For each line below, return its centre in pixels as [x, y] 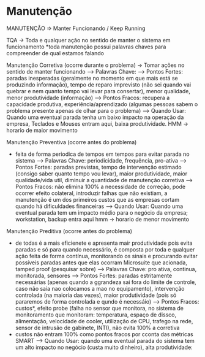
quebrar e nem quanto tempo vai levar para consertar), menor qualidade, [99, 91]
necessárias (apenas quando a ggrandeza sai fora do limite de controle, [106, 282]
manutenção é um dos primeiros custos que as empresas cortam [97, 199]
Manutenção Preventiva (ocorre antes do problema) [72, 142]
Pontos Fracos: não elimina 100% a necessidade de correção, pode [100, 186]
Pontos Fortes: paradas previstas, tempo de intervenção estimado [98, 167]
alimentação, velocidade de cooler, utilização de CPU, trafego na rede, [104, 321]
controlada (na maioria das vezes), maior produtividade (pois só [96, 295]
